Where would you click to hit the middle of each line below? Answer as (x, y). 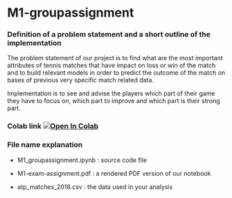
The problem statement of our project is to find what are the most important (115, 58)
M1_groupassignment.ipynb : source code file (82, 160)
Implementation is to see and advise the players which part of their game (111, 93)
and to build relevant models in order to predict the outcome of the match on (116, 73)
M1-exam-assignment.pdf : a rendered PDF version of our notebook (114, 173)
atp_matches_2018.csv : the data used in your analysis (95, 187)
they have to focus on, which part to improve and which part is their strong (114, 101)
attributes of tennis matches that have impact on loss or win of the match (111, 65)
